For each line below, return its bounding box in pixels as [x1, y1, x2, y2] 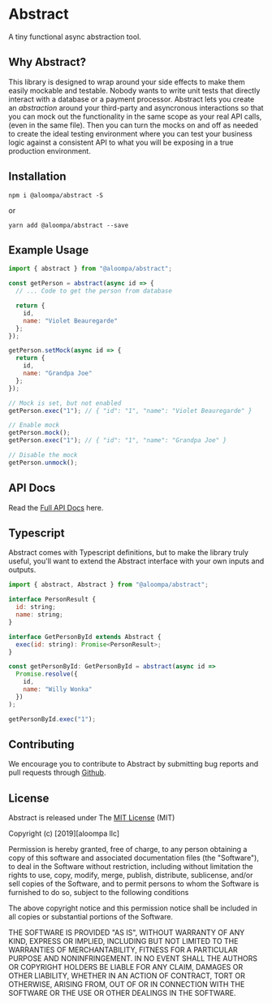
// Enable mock [8, 421, 60, 429]
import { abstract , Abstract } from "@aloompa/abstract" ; [8, 580, 209, 589]
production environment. [8, 146, 91, 155]
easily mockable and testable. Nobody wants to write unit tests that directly [8, 85, 261, 95]
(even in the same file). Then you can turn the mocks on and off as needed [8, 120, 258, 130]
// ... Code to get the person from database [15, 287, 173, 295]
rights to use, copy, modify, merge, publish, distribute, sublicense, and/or [8, 871, 253, 880]
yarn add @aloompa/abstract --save [8, 221, 129, 229]
